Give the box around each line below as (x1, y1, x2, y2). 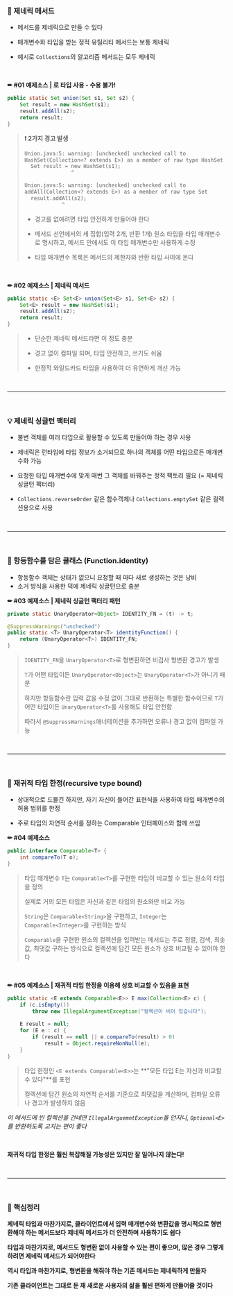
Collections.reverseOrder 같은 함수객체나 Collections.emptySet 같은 (17, 495, 212, 503)
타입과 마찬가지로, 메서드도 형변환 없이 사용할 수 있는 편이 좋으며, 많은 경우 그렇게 (7, 1243, 224, 1251)
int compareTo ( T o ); (19, 854, 79, 861)
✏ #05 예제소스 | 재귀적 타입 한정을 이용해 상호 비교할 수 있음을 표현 (7, 981, 189, 989)
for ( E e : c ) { (19, 1027, 67, 1034)
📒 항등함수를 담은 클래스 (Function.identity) (7, 556, 149, 566)
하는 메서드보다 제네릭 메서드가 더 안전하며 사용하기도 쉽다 (25, 1228, 182, 1236)
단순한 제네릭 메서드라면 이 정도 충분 (34, 335, 133, 343)
